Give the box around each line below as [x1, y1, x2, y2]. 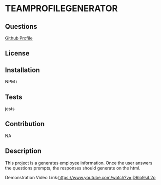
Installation [5, 66, 40, 74]
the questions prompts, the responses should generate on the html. [5, 165, 141, 171]
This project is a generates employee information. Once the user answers [5, 160, 153, 166]
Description [5, 147, 41, 155]
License [5, 49, 30, 57]
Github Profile [5, 35, 33, 41]
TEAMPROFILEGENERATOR [5, 3, 118, 14]
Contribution [5, 120, 45, 128]
